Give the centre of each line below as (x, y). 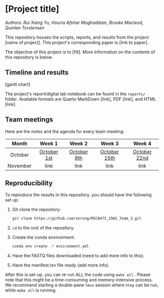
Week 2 (79, 143)
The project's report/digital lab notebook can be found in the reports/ (75, 93)
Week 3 (110, 143)
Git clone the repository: (36, 209)
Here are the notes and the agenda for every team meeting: (65, 131)
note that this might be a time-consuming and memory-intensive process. (79, 280)
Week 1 (49, 143)
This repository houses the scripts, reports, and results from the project (77, 37)
